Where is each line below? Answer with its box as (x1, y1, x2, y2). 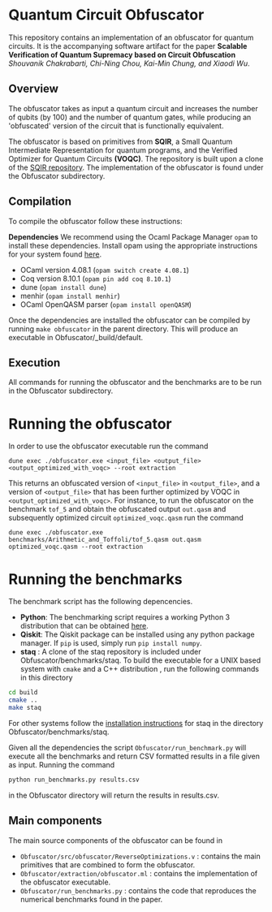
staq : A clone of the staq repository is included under (19, 647, 201, 657)
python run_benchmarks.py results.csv (8, 776, 140, 784)
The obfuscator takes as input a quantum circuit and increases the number (8, 103, 258, 113)
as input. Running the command (8, 759, 115, 769)
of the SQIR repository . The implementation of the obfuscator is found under (8, 162, 264, 172)
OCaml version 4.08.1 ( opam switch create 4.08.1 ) (19, 265, 189, 274)
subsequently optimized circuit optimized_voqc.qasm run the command (8, 513, 244, 523)
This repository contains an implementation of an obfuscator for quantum (8, 32, 254, 42)
